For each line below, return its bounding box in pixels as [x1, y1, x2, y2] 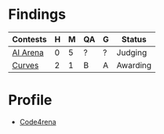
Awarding [116, 60, 151, 71]
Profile [8, 92, 53, 109]
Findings [8, 5, 67, 24]
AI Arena [12, 47, 45, 58]
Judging [116, 47, 148, 58]
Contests [12, 34, 47, 45]
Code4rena [19, 117, 56, 126]
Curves [12, 60, 39, 71]
